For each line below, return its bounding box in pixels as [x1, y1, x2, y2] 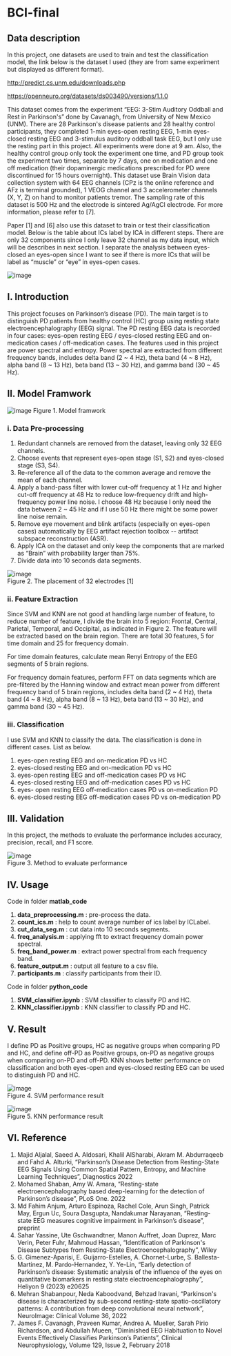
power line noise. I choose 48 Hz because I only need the [48, 498, 212, 506]
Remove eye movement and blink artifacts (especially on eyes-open [17, 519, 210, 528]
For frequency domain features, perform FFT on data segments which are [7, 674, 217, 682]
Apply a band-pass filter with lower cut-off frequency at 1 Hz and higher [17, 483, 222, 491]
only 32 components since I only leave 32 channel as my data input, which [7, 236, 219, 244]
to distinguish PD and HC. [7, 1071, 81, 1079]
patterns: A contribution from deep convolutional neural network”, [17, 1304, 204, 1313]
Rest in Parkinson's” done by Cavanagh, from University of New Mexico [7, 112, 212, 121]
